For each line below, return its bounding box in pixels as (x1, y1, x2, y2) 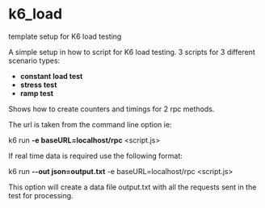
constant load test (19, 71, 83, 81)
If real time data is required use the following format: (8, 151, 183, 160)
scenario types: (8, 56, 61, 65)
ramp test (19, 88, 54, 98)
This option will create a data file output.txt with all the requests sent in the (8, 182, 257, 192)
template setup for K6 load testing (8, 31, 122, 41)
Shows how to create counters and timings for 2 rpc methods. (8, 104, 215, 114)
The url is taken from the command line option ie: (8, 119, 172, 129)
